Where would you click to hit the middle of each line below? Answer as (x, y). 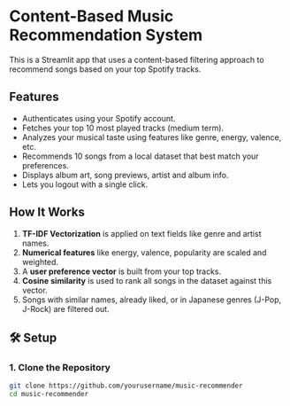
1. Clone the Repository (60, 367)
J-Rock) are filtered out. (65, 308)
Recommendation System (106, 35)
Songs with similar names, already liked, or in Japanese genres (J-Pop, (152, 300)
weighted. (40, 262)
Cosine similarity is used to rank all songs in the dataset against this (147, 280)
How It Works (47, 212)
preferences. (45, 165)
